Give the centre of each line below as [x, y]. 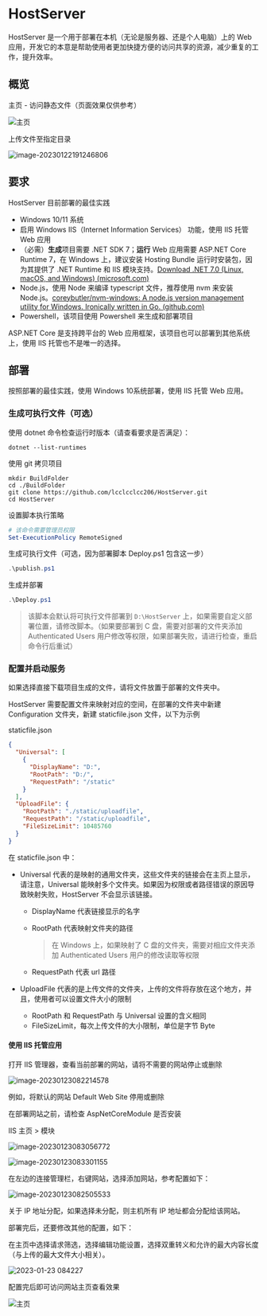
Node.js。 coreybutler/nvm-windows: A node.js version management [132, 297]
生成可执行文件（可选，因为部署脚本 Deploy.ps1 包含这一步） [108, 553]
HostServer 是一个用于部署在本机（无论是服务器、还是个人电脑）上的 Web [130, 37]
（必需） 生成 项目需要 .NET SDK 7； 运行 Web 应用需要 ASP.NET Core [133, 249]
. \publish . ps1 [32, 569]
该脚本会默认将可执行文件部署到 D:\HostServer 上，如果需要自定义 [136, 616]
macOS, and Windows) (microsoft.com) [84, 278]
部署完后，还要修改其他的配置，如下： [71, 1228]
